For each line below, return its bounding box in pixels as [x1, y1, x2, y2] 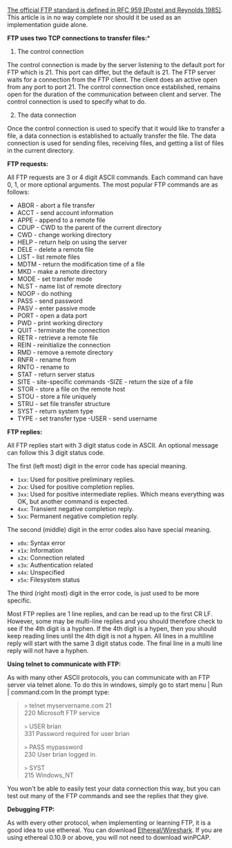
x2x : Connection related [17, 553, 85, 562]
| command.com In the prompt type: [7, 688, 110, 696]
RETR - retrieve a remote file [17, 333, 99, 342]
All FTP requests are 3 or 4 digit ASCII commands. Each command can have [7, 173, 223, 181]
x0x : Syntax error [17, 539, 66, 547]
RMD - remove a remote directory [17, 349, 113, 356]
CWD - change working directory [17, 231, 112, 239]
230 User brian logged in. [23, 750, 97, 758]
